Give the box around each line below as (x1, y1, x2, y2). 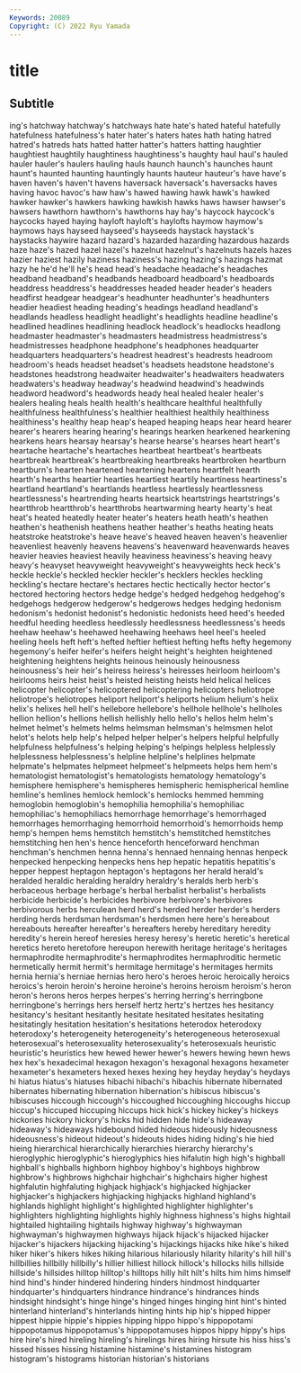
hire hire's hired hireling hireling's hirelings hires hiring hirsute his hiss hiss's (9, 1333, 291, 1345)
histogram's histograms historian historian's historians (9, 1353, 209, 1364)
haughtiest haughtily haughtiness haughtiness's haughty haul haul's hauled (9, 148, 288, 159)
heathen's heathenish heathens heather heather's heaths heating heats (9, 521, 274, 532)
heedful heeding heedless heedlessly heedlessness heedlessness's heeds (9, 617, 286, 628)
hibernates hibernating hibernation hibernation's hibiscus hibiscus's (9, 1085, 261, 1096)
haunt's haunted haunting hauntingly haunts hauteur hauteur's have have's (9, 167, 287, 178)
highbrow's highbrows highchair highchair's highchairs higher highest (9, 1171, 268, 1182)
